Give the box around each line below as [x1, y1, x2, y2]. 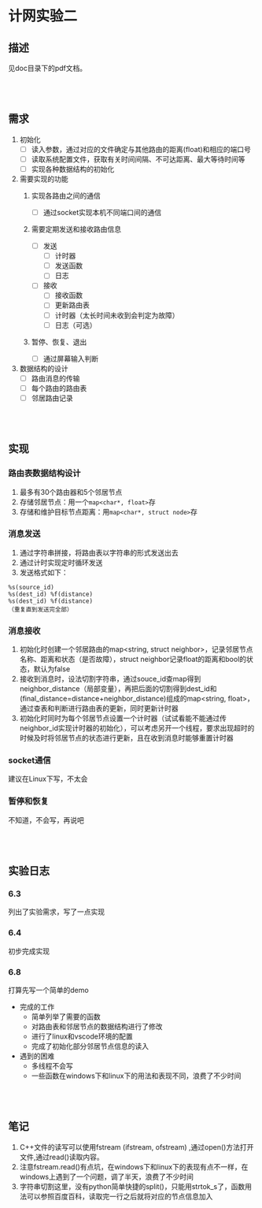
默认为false [33, 664, 71, 674]
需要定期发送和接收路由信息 [31, 225, 122, 234]
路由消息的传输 [31, 374, 80, 383]
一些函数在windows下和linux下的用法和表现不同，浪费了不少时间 [31, 1071, 242, 1080]
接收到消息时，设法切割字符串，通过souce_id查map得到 [19, 675, 201, 684]
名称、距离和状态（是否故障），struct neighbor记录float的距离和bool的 [19, 655, 247, 664]
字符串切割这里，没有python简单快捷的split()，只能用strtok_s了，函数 [19, 1181, 245, 1191]
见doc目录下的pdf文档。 [8, 64, 87, 72]
